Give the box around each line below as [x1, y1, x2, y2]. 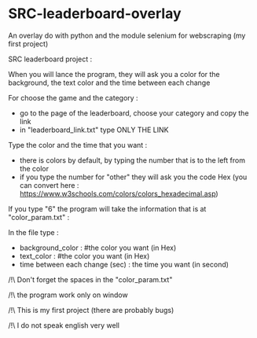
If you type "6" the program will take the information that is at [8, 204, 207, 213]
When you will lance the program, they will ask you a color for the [8, 69, 220, 79]
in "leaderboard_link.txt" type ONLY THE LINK [19, 125, 169, 134]
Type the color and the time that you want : [8, 140, 148, 149]
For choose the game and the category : [8, 93, 139, 102]
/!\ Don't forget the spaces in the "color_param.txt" [8, 274, 173, 284]
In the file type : [8, 227, 59, 237]
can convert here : [19, 180, 79, 189]
